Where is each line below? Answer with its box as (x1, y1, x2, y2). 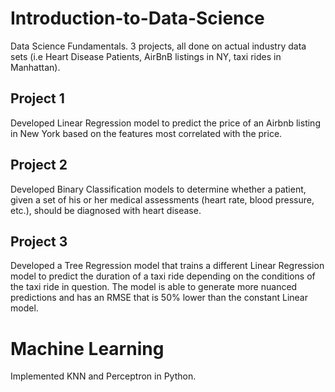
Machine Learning (10, 337, 165, 360)
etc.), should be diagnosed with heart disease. (10, 204, 202, 216)
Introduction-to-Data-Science (10, 7, 265, 30)
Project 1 (10, 90, 65, 107)
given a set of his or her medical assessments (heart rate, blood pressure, (10, 193, 315, 206)
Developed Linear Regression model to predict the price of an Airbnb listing (10, 117, 321, 129)
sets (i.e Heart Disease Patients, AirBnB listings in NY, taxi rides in (10, 50, 282, 62)
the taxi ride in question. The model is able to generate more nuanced (10, 281, 298, 293)
